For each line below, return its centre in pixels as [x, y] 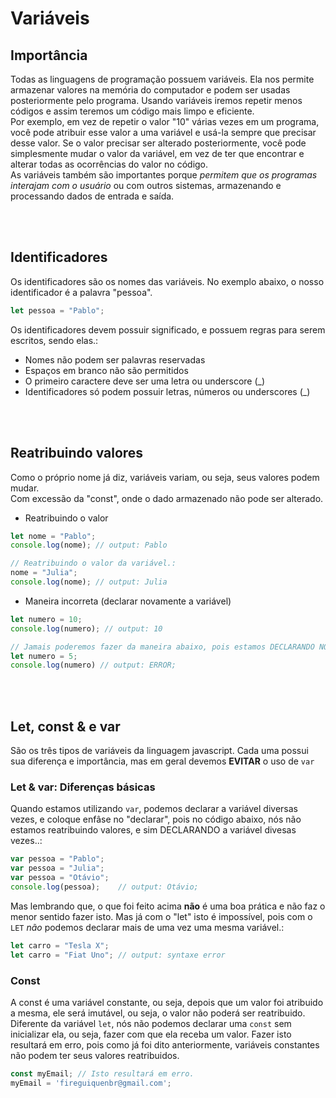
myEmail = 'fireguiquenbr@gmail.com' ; [91, 1083]
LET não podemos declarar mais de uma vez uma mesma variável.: [147, 927]
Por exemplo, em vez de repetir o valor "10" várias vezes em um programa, [165, 121]
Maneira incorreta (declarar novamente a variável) [128, 601]
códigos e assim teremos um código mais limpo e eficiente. [132, 111]
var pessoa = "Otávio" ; [60, 878]
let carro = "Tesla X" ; [60, 945]
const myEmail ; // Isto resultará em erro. [102, 1073]
